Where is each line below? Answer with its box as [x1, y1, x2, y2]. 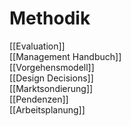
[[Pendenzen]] [9, 93, 69, 105]
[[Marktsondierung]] [9, 82, 94, 94]
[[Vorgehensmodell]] [9, 61, 95, 73]
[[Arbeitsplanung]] [9, 103, 86, 116]
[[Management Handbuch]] [9, 50, 122, 62]
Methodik [9, 7, 91, 30]
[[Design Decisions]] [9, 72, 94, 84]
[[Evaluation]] [9, 40, 66, 52]
